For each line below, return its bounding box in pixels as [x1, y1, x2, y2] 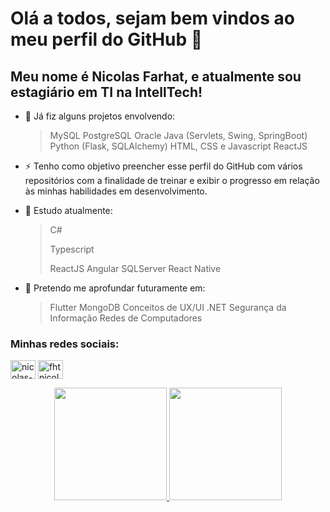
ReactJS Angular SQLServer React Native [49, 263, 222, 274]
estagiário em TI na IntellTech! [10, 83, 203, 101]
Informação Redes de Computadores [49, 312, 203, 324]
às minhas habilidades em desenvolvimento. [24, 185, 208, 197]
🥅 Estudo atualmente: [24, 205, 113, 216]
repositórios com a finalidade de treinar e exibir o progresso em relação [24, 175, 320, 186]
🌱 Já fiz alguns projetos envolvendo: [24, 110, 176, 122]
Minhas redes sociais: [10, 337, 120, 351]
